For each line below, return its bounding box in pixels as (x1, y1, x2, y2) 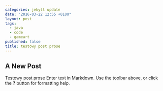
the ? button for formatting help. (5, 80, 70, 86)
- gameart (9, 35, 30, 40)
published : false (5, 39, 41, 44)
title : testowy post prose (5, 44, 61, 49)
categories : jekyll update (5, 7, 61, 12)
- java (9, 26, 23, 30)
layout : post (5, 16, 32, 21)
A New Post (5, 62, 42, 70)
